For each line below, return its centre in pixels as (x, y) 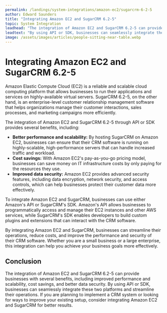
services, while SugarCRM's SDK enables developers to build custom (76, 215)
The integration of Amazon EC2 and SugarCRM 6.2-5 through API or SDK (80, 122)
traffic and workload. (34, 153)
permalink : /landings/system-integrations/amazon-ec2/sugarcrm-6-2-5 (79, 10)
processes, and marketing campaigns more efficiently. (61, 113)
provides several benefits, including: (42, 127)
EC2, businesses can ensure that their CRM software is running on (80, 142)
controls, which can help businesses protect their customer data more (84, 185)
